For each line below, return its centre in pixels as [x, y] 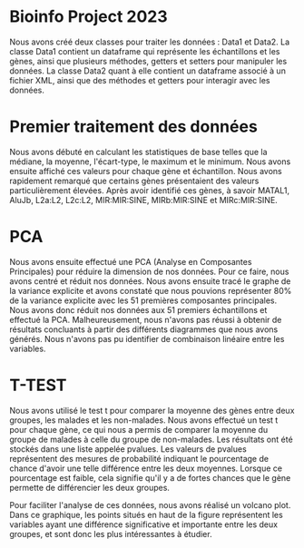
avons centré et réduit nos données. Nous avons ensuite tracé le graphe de [150, 281]
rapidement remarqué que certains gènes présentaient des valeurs [134, 181]
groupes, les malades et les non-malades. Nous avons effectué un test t [144, 420]
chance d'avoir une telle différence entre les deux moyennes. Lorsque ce [146, 468]
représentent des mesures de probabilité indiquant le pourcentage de [139, 458]
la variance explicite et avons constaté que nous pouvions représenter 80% [151, 290]
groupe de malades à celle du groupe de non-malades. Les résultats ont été [151, 439]
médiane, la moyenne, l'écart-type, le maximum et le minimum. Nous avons [150, 161]
